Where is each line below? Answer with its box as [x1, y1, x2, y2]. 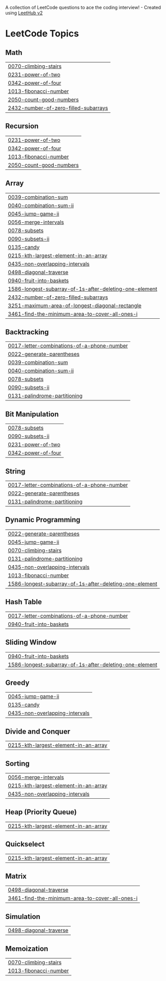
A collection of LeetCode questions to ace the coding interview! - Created [5, 5, 161, 10]
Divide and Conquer [5, 727, 71, 736]
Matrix [5, 872, 27, 880]
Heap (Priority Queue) [5, 808, 77, 817]
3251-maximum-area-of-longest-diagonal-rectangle [8, 302, 142, 309]
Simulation [5, 912, 40, 921]
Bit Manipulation [5, 410, 59, 418]
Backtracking [5, 328, 49, 337]
